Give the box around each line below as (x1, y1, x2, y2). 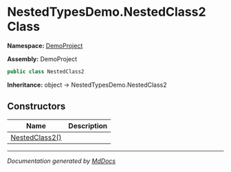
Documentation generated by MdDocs (7, 156, 115, 165)
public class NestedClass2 (7, 68, 85, 75)
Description (68, 121, 108, 131)
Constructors (7, 100, 66, 112)
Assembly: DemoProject (7, 54, 78, 63)
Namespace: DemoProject (7, 41, 83, 50)
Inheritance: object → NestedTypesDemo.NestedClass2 (7, 80, 167, 89)
